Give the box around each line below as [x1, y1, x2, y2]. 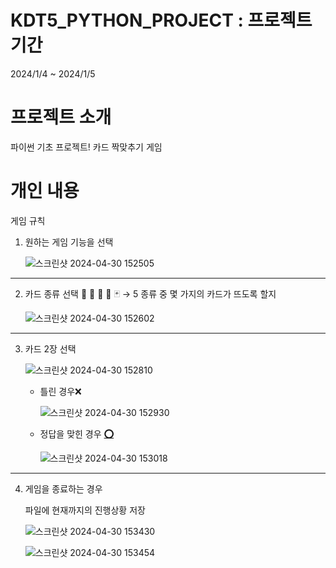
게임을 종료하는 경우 [24, 482, 103, 495]
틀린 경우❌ [39, 385, 82, 397]
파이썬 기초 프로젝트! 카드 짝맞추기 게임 [10, 141, 163, 153]
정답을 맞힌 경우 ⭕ [39, 427, 115, 440]
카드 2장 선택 [24, 342, 77, 355]
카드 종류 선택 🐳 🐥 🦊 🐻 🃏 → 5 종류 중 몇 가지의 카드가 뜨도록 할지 [24, 287, 277, 300]
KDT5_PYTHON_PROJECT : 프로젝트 [10, 9, 313, 32]
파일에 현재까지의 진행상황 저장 [24, 504, 146, 516]
